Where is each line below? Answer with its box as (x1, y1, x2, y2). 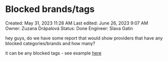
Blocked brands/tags (5, 3, 95, 15)
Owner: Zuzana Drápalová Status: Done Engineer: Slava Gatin (5, 25, 133, 31)
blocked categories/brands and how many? (5, 40, 95, 46)
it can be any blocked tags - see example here (5, 50, 102, 56)
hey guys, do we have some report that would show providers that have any (5, 35, 163, 41)
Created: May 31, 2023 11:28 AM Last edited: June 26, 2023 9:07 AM (5, 20, 148, 26)
